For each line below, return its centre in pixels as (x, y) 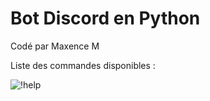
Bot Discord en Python (105, 18)
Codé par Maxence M (55, 46)
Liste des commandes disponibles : (83, 65)
